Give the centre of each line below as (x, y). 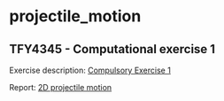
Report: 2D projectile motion (61, 87)
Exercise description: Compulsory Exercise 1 (90, 70)
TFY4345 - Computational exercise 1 (112, 49)
